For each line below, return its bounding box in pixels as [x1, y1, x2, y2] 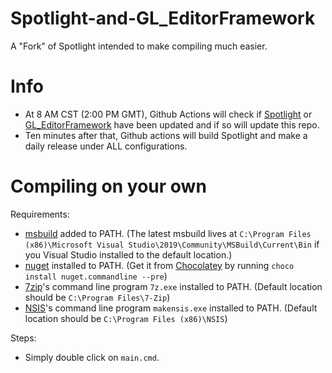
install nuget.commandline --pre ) [24, 270, 168, 282]
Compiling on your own [10, 175, 207, 198]
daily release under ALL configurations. [24, 140, 188, 152]
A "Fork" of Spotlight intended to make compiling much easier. [10, 40, 268, 52]
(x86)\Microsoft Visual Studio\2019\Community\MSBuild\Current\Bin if [24, 238, 320, 250]
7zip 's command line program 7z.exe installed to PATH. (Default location [24, 280, 323, 292]
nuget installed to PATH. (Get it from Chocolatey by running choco [24, 259, 295, 271]
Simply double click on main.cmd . [24, 351, 160, 363]
